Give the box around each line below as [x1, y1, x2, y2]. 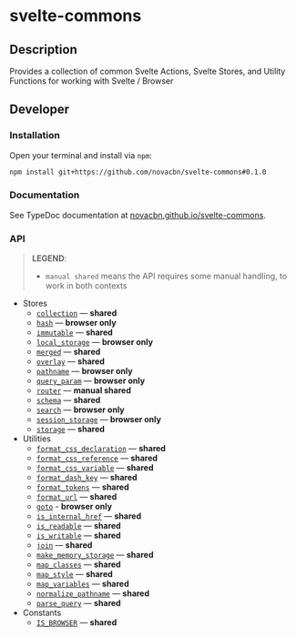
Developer [9, 102, 70, 117]
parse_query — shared [36, 598, 121, 609]
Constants [22, 607, 62, 619]
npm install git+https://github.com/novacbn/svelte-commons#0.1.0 [9, 167, 267, 177]
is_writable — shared [36, 530, 121, 541]
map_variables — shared [36, 579, 129, 590]
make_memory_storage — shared [36, 550, 154, 561]
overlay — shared [36, 356, 105, 367]
